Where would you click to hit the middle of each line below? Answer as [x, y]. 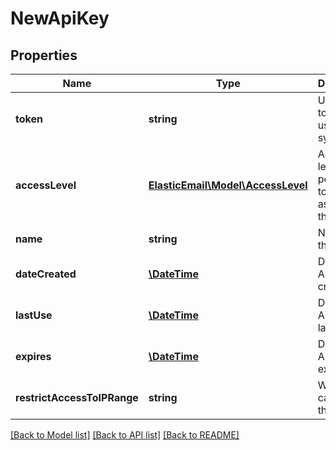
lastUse [34, 315]
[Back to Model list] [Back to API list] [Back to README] [125, 435]
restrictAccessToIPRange [77, 397]
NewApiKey [60, 18]
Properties [44, 55]
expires [33, 356]
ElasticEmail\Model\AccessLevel [228, 185]
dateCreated [46, 274]
